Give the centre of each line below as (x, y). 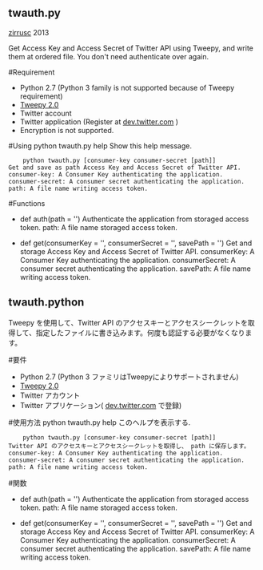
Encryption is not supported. (67, 130)
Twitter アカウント (50, 395)
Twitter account (46, 113)
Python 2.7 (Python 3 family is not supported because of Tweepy (127, 87)
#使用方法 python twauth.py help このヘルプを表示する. (100, 422)
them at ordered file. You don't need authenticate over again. (109, 56)
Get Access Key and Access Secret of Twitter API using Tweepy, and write (131, 48)
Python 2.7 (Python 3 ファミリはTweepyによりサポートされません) (129, 377)
